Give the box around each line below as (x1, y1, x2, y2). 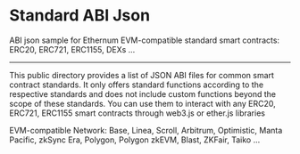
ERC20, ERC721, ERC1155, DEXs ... (9, 44, 136, 54)
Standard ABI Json (9, 5, 150, 26)
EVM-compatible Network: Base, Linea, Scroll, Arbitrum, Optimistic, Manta (9, 125, 283, 135)
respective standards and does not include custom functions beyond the (9, 88, 277, 99)
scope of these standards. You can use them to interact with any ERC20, (9, 98, 277, 109)
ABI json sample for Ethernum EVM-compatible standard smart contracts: (9, 35, 279, 45)
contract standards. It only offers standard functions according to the (9, 79, 264, 90)
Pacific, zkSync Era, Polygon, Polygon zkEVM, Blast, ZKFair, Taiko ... (9, 134, 261, 145)
